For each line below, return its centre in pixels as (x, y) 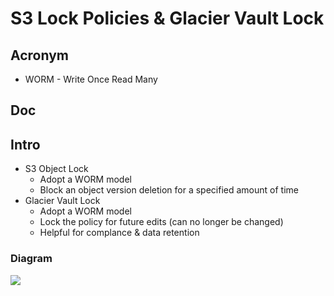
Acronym (39, 55)
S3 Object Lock (56, 169)
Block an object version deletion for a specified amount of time (169, 190)
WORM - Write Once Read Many (91, 79)
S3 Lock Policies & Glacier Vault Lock (167, 18)
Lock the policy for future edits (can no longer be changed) (161, 222)
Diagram (31, 259)
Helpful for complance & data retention (119, 233)
